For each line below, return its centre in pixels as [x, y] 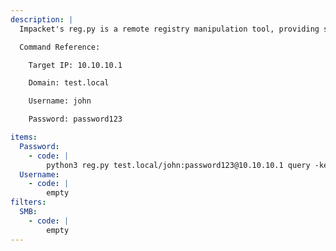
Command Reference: [60, 47]
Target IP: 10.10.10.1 [75, 65]
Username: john [60, 101]
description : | [42, 19]
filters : [28, 202]
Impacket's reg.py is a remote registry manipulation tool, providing [169, 29]
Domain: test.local [69, 83]
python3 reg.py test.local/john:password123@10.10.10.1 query [178, 165]
